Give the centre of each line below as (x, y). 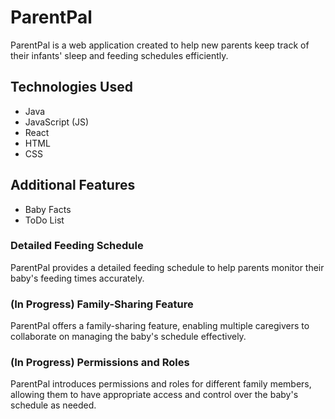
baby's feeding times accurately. (77, 278)
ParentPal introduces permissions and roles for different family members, (161, 384)
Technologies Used (71, 87)
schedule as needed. (53, 405)
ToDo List (44, 220)
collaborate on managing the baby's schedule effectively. (128, 337)
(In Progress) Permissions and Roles (100, 363)
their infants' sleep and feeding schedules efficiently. (119, 55)
